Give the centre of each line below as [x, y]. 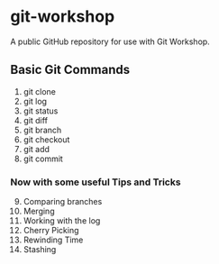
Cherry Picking [51, 231]
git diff [36, 120]
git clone [40, 91]
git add [36, 149]
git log [35, 101]
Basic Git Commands [70, 70]
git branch [42, 130]
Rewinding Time [53, 240]
